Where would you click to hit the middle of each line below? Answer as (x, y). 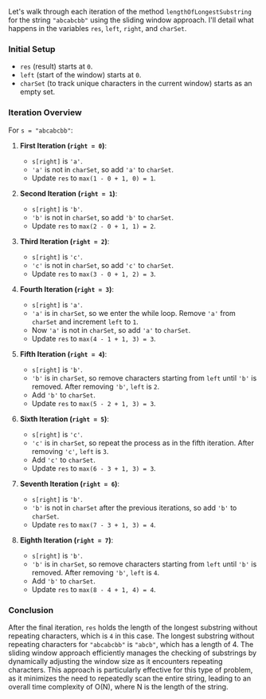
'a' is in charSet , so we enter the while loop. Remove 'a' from (134, 313)
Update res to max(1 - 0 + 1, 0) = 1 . (94, 178)
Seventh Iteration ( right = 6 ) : (70, 484)
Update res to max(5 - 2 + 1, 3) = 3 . (94, 403)
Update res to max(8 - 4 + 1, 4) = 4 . (94, 589)
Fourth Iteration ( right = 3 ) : (66, 289)
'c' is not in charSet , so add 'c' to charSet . (102, 265)
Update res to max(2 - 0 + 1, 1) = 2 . (94, 226)
